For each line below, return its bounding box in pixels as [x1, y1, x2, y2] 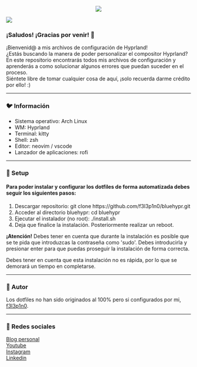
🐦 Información [6, 102, 50, 110]
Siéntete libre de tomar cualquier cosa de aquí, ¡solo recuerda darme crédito [6, 75, 191, 82]
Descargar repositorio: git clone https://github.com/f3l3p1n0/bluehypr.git [14, 202, 191, 209]
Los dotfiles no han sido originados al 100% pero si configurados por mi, [6, 296, 181, 303]
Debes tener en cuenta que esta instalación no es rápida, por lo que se [6, 256, 177, 263]
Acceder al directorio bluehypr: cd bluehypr [14, 209, 120, 216]
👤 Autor [6, 283, 28, 291]
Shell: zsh [14, 136, 39, 143]
